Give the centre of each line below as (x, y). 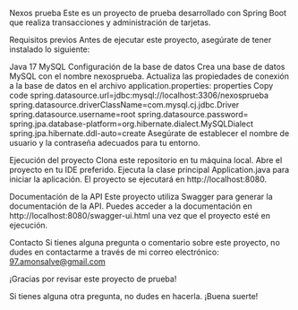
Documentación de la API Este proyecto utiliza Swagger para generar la (141, 197)
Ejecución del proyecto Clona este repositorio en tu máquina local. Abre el (146, 160)
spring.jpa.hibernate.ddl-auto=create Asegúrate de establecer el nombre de (149, 133)
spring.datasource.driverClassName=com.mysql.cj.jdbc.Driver (124, 105)
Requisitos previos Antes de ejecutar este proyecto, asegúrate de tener (140, 40)
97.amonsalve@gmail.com (57, 262)
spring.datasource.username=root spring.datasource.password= (129, 114)
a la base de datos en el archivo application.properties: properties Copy (141, 86)
